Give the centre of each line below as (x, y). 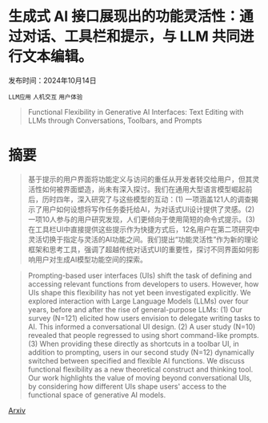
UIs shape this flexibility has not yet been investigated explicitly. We (139, 292)
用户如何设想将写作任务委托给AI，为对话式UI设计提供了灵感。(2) (148, 209)
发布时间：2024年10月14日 (52, 80)
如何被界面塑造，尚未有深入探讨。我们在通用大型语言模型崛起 (144, 189)
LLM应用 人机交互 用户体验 (46, 97)
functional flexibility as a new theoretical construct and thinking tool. (140, 369)
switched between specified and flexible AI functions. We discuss (136, 360)
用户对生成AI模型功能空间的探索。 (91, 259)
